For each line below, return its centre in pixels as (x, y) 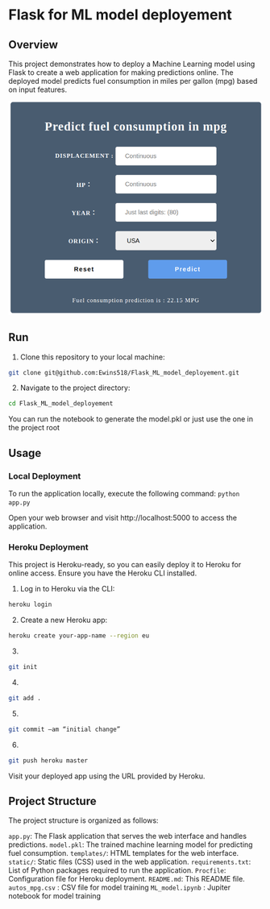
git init (23, 667)
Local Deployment (45, 475)
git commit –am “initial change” (64, 729)
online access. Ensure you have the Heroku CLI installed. (103, 573)
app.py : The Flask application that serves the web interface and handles (128, 836)
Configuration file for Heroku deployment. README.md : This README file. (127, 879)
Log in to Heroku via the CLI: (67, 589)
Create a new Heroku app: (64, 620)
